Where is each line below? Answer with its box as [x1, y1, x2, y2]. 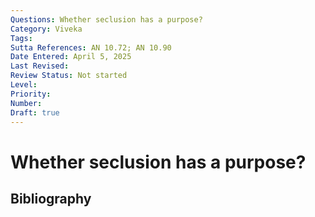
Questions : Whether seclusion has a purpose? [10, 14, 203, 25]
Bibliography [10, 190, 92, 207]
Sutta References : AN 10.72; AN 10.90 [10, 42, 172, 53]
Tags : [10, 33, 33, 43]
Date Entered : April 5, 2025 [10, 52, 132, 62]
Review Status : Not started [10, 71, 128, 81]
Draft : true [10, 107, 60, 118]
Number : [10, 98, 43, 108]
